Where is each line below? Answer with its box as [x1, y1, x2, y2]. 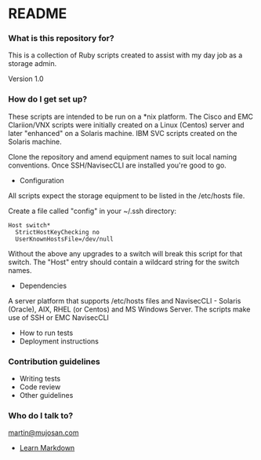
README [8, 5, 67, 23]
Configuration [19, 175, 64, 185]
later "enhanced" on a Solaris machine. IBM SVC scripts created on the [8, 128, 237, 138]
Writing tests [19, 374, 61, 384]
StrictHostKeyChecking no [15, 228, 100, 236]
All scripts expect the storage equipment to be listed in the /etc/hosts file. [8, 190, 245, 201]
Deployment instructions [19, 336, 100, 346]
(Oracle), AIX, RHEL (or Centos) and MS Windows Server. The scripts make [8, 304, 251, 314]
